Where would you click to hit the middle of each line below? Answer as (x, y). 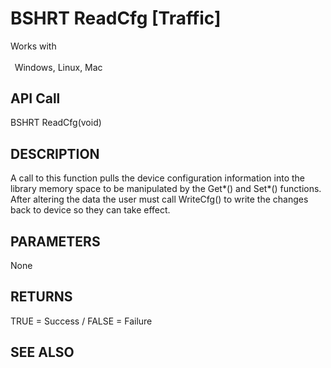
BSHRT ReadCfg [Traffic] (116, 18)
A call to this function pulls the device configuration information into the (157, 178)
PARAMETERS (55, 241)
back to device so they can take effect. (90, 210)
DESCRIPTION (55, 153)
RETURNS (41, 297)
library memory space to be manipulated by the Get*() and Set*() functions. (166, 189)
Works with (33, 46)
